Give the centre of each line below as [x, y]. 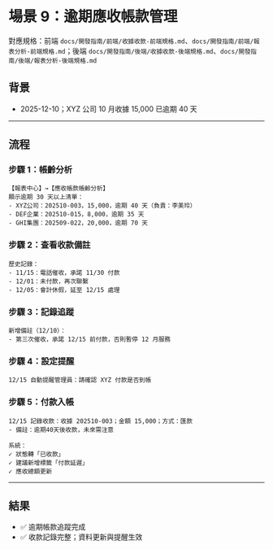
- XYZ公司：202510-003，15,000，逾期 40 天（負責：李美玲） [102, 206]
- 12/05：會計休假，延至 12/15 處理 [64, 290]
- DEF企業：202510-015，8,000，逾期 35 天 [76, 215]
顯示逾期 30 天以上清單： [46, 197]
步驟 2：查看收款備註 [50, 245]
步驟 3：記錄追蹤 [41, 312]
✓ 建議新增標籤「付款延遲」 [49, 463]
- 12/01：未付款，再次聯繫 [49, 281]
